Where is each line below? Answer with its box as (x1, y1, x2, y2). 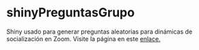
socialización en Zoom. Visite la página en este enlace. (6, 34, 161, 42)
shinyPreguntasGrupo (6, 5, 135, 21)
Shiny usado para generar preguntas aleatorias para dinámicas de (6, 27, 193, 36)
